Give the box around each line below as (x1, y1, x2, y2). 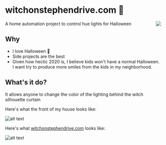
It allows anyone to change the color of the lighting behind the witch (5, 91, 144, 97)
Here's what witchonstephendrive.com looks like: (5, 125, 106, 131)
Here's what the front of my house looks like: (5, 106, 96, 112)
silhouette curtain (5, 96, 41, 103)
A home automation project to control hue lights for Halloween (5, 21, 132, 27)
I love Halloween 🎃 (12, 48, 50, 54)
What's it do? (5, 78, 47, 87)
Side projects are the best (12, 53, 65, 59)
